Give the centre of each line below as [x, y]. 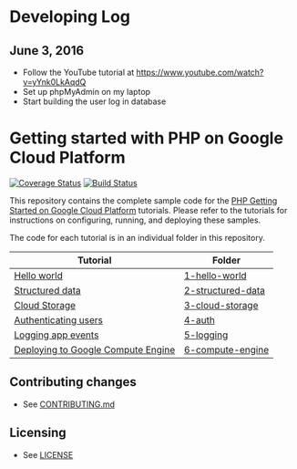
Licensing [38, 433]
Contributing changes [73, 382]
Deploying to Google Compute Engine [95, 349]
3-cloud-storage [221, 305]
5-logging [206, 335]
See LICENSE [48, 454]
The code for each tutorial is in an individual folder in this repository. [138, 237]
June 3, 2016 [47, 51]
